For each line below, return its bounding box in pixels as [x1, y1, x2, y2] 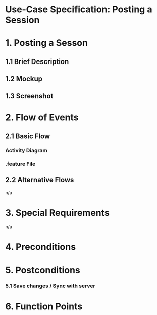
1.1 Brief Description [5, 57, 69, 66]
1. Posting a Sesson [5, 37, 88, 49]
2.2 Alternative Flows [5, 176, 74, 184]
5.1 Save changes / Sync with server [5, 282, 96, 289]
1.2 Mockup [5, 75, 43, 83]
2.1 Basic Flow [5, 132, 50, 141]
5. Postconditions [5, 265, 81, 276]
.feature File [5, 160, 36, 167]
